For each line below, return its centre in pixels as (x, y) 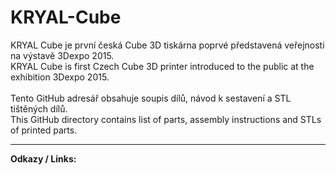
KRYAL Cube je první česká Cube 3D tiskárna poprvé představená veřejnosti (167, 45)
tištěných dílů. (39, 108)
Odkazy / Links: (43, 158)
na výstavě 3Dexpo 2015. (62, 55)
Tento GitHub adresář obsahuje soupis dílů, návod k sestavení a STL (151, 98)
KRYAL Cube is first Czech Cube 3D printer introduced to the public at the (162, 66)
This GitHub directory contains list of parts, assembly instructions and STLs (166, 119)
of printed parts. (44, 130)
